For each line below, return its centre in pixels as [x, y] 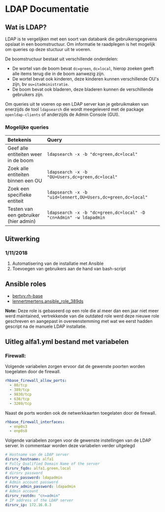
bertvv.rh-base [27, 296]
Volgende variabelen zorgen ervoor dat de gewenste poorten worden [75, 367]
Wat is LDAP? [26, 27]
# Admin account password [31, 482]
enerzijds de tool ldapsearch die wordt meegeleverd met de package [74, 109]
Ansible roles [26, 284]
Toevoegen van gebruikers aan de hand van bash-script [69, 268]
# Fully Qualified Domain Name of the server [52, 464]
